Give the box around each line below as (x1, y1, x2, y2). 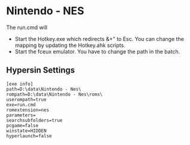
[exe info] (6, 81, 33, 87)
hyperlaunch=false (6, 133, 52, 139)
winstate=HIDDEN (6, 128, 47, 134)
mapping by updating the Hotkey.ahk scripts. (14, 42, 125, 49)
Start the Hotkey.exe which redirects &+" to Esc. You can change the (14, 35, 184, 42)
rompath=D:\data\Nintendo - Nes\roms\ (6, 91, 103, 97)
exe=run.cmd (6, 102, 36, 108)
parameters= (6, 112, 36, 118)
